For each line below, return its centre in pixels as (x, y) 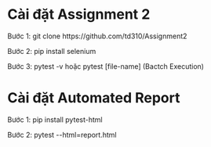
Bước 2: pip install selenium (52, 51)
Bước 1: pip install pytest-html (55, 120)
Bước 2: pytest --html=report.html (62, 134)
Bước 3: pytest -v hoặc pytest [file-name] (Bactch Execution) (106, 66)
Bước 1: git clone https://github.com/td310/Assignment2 (97, 36)
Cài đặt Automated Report (94, 98)
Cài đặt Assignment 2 (79, 14)
